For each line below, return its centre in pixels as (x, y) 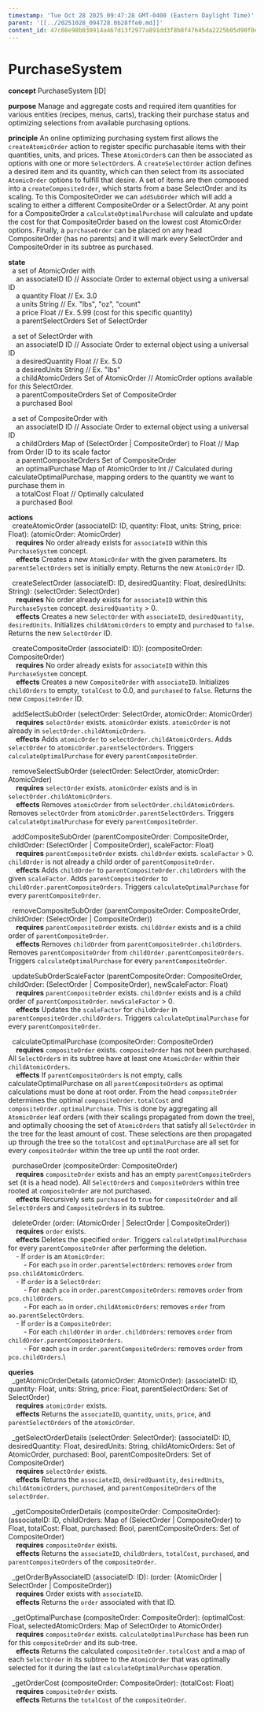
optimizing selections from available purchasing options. (99, 123)
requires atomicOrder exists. (61, 1406)
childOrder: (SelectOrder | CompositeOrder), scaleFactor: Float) (111, 845)
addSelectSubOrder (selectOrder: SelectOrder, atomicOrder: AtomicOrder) (132, 714)
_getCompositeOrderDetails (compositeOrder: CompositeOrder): (116, 1512)
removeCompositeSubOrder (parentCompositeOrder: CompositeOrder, (126, 910)
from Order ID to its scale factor (60, 452)
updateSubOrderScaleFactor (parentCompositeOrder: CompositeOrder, (127, 976)
